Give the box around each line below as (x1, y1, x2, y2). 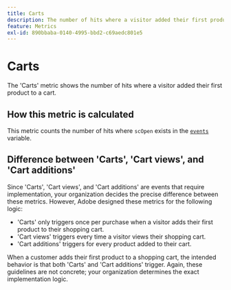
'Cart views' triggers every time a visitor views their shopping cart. (16, 232, 206, 241)
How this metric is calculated (7, 108, 134, 120)
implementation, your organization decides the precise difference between (7, 190, 219, 198)
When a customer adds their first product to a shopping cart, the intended (7, 253, 217, 261)
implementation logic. (7, 275, 69, 283)
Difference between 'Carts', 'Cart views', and (7, 154, 204, 165)
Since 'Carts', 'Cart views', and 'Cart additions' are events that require (7, 182, 205, 191)
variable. (7, 134, 32, 142)
